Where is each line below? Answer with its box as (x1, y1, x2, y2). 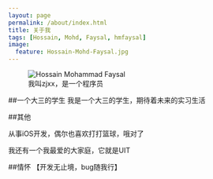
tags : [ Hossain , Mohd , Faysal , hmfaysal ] (8, 33, 147, 42)
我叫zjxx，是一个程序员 (28, 79, 104, 88)
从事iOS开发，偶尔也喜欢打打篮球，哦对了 (8, 129, 144, 138)
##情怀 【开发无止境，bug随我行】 (8, 163, 122, 171)
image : (8, 41, 30, 49)
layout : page (8, 11, 51, 20)
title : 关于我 (8, 26, 51, 34)
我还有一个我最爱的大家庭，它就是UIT (8, 146, 131, 155)
